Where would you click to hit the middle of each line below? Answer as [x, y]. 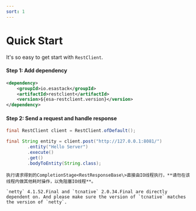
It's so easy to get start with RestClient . [55, 57]
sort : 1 [16, 11]
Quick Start [35, 40]
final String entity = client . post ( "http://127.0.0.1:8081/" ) [84, 141]
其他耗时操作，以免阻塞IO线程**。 [60, 181]
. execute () [41, 152]
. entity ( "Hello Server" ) [58, 147]
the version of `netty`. [37, 202]
